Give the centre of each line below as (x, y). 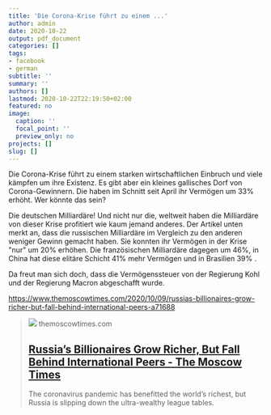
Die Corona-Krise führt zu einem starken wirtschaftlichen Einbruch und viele (135, 174)
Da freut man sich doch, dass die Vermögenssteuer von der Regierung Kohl (134, 274)
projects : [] (30, 144)
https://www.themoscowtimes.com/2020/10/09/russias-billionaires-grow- (132, 299)
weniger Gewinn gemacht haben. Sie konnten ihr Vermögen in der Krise (128, 241)
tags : (17, 53)
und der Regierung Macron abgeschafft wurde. (87, 283)
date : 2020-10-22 (38, 31)
